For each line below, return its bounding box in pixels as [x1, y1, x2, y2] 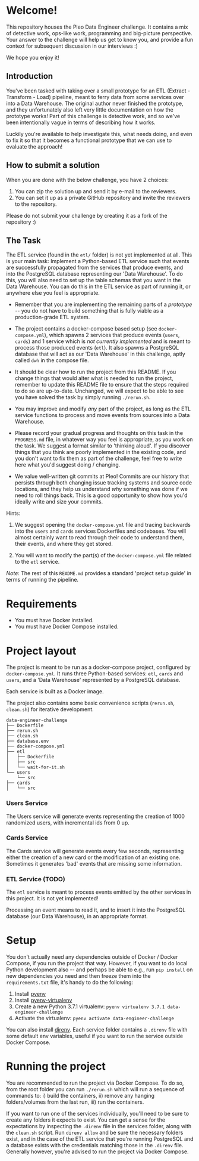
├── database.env [6, 738, 49, 745]
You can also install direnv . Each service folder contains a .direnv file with [6, 1026, 188, 1033]
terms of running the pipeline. [6, 576, 79, 583]
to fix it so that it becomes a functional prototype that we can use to [6, 137, 172, 144]
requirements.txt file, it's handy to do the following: [6, 979, 134, 986]
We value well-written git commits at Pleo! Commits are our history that [14, 473, 189, 480]
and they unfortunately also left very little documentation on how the [6, 106, 173, 113]
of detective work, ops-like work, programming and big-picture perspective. [6, 29, 192, 36]
